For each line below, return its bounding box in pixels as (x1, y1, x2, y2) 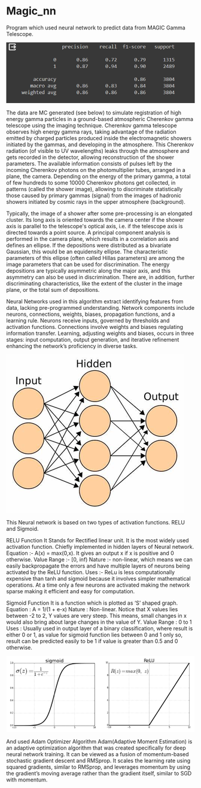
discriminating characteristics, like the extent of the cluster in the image (6, 280, 182, 287)
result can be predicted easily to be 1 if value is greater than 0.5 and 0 (6, 638, 178, 645)
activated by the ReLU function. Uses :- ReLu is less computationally (6, 569, 175, 576)
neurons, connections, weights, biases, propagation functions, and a (6, 310, 175, 318)
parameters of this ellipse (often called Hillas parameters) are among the (6, 255, 185, 262)
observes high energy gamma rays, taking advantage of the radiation (6, 128, 176, 135)
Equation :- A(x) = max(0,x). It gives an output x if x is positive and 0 (6, 550, 175, 557)
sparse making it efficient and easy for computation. (6, 588, 135, 595)
